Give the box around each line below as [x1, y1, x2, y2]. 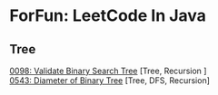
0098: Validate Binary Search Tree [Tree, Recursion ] [9, 65, 207, 76]
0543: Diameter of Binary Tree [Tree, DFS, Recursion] [9, 75, 211, 86]
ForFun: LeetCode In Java [9, 5, 207, 26]
